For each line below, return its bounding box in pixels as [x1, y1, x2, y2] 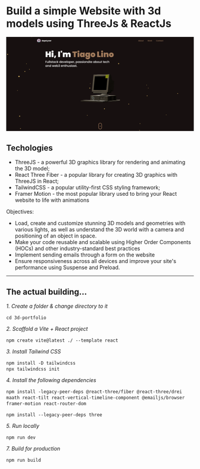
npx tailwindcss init [6, 366, 60, 373]
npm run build [6, 457, 42, 464]
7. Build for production [6, 445, 61, 452]
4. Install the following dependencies [6, 377, 96, 384]
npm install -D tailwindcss [6, 360, 76, 367]
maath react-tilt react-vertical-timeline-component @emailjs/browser [6, 395, 185, 401]
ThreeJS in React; [14, 177, 59, 185]
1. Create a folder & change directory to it [6, 302, 108, 310]
